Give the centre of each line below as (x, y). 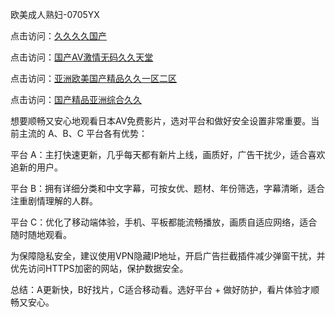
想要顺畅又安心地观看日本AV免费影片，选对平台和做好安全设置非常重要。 (161, 121)
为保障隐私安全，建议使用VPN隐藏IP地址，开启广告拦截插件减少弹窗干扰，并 (168, 256)
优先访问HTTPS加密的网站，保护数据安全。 (99, 268)
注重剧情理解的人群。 (54, 201)
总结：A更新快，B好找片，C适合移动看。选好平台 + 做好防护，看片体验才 (161, 289)
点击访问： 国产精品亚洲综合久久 (76, 99)
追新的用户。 (36, 167)
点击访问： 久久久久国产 (58, 36)
